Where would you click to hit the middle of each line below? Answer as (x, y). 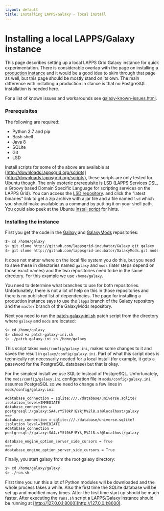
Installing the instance (32, 222)
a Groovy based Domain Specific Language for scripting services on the (78, 188)
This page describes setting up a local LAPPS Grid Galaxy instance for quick (82, 63)
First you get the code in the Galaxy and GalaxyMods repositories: (72, 232)
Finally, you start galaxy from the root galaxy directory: (60, 459)
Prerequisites (21, 111)
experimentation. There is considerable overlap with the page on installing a (82, 68)
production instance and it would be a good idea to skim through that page (80, 73)
